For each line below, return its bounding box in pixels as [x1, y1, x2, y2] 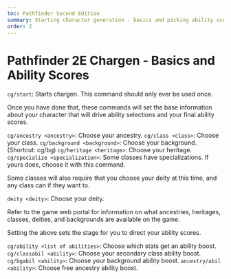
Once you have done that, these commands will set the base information [7, 103, 212, 112]
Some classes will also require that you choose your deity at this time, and [7, 174, 217, 183]
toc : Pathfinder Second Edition [7, 10, 100, 17]
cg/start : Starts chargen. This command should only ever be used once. [7, 90, 213, 99]
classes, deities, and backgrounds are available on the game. [7, 215, 180, 224]
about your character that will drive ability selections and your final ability [7, 111, 214, 119]
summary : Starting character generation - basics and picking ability [7, 17, 214, 23]
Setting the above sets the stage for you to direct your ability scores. [7, 229, 201, 237]
